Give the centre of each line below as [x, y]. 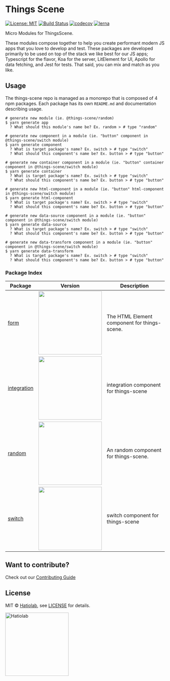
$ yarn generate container [34, 171]
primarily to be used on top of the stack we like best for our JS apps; [77, 54]
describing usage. [24, 109]
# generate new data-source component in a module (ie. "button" [75, 216]
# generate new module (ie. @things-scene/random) [60, 118]
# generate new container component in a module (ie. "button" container [85, 162]
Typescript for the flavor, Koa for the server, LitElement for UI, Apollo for [80, 59]
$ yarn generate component [34, 145]
